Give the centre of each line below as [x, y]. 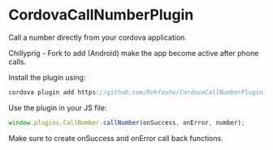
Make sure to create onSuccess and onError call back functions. [116, 138]
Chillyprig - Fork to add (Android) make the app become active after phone [134, 53]
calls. [17, 62]
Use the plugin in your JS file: [58, 108]
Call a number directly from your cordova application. [97, 37]
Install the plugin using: [47, 77]
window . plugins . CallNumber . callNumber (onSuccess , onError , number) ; [127, 122]
